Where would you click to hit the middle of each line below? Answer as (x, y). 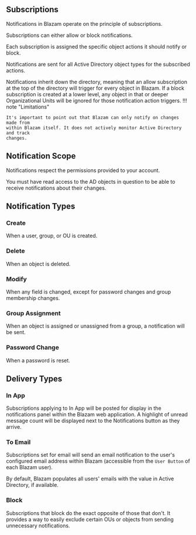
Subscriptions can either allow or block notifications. (69, 35)
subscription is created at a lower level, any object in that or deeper (87, 94)
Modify (17, 279)
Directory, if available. (32, 485)
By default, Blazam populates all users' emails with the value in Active (90, 479)
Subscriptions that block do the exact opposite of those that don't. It (88, 513)
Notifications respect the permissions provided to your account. (83, 170)
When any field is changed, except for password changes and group (89, 292)
